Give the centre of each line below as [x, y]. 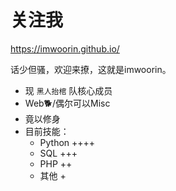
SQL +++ [58, 153]
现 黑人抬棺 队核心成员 [68, 90]
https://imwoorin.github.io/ [65, 48]
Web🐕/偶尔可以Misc [67, 103]
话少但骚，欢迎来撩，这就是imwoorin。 [91, 69]
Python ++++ [67, 142]
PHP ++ [56, 163]
